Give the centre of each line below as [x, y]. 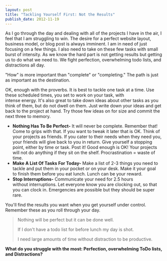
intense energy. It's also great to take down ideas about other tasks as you [82, 100]
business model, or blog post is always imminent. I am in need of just [76, 44]
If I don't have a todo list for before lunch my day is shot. [75, 229]
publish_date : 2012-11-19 [32, 19]
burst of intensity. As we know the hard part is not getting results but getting [84, 54]
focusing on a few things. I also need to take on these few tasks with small [82, 49]
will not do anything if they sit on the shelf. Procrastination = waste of [84, 152]
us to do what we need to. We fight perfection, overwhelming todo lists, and [83, 60]
